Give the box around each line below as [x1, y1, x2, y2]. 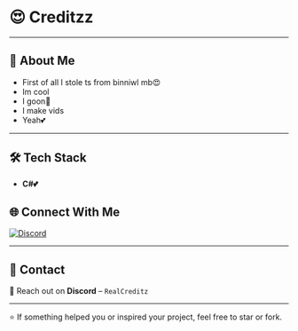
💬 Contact [9, 262, 66, 277]
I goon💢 [21, 96, 51, 106]
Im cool [21, 86, 50, 97]
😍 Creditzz [9, 7, 94, 28]
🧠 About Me [9, 53, 75, 68]
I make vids [21, 105, 65, 115]
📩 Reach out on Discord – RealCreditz [9, 286, 149, 296]
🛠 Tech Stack [9, 150, 87, 166]
